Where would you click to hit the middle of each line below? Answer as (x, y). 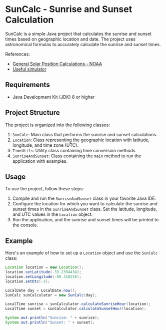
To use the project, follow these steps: (44, 189)
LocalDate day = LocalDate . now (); (41, 290)
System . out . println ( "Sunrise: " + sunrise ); (52, 318)
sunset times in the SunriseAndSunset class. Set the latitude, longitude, (85, 209)
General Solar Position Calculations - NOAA (57, 64)
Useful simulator (29, 69)
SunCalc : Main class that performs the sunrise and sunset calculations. (85, 134)
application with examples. (40, 161)
